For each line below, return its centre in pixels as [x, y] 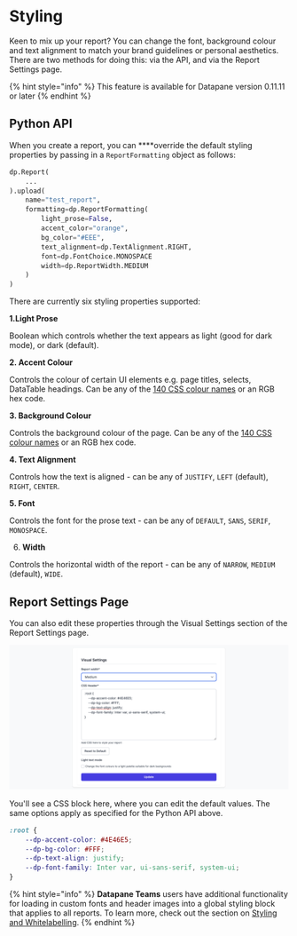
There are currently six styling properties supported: [105, 301]
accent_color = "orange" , [85, 228]
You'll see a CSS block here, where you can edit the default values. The [140, 803]
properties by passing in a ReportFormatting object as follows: [123, 155]
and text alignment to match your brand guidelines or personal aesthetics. [144, 50]
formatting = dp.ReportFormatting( [87, 210]
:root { [23, 830]
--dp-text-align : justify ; [75, 859]
